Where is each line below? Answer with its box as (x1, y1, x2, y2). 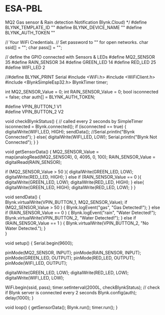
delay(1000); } (5, 295, 34, 301)
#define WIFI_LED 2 (5, 64, 45, 70)
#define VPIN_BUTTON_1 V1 (5, 103, 62, 109)
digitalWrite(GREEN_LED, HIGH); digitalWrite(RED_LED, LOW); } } (5, 184, 136, 190)
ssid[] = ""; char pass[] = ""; (5, 44, 63, 50)
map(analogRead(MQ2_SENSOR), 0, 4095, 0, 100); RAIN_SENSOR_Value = (5, 154, 156, 160)
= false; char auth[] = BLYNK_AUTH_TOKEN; (5, 94, 96, 100)
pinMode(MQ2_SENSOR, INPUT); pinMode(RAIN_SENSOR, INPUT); (5, 250, 141, 255)
